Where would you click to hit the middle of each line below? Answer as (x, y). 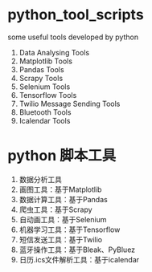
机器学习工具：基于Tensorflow (70, 229)
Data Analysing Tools (54, 52)
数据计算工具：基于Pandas (63, 199)
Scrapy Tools (41, 78)
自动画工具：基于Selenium (63, 219)
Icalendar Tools (45, 120)
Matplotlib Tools (46, 61)
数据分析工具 (40, 179)
